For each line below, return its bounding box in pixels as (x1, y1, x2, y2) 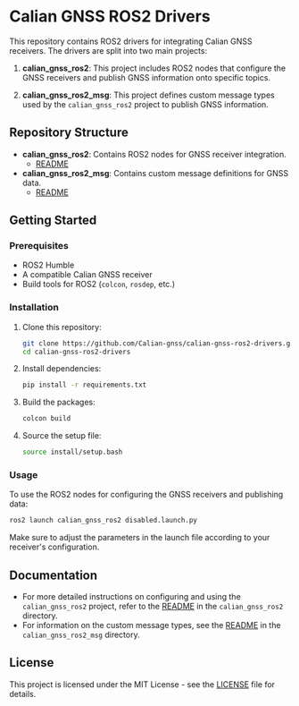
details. (9, 688, 37, 699)
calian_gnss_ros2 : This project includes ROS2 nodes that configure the (21, 63, 287, 73)
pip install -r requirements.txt (21, 380, 147, 390)
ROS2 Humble (21, 259, 75, 270)
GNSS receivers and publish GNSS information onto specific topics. (21, 72, 270, 82)
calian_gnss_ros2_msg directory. (21, 629, 140, 641)
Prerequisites (9, 240, 69, 252)
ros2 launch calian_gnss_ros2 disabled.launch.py (9, 516, 198, 525)
